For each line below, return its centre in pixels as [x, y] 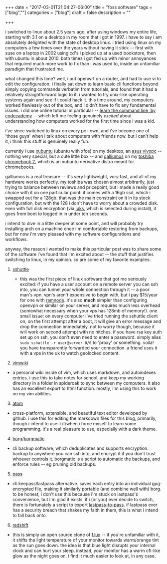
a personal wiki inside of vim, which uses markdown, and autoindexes [84, 372]
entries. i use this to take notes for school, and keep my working [78, 378]
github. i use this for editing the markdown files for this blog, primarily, [84, 418]
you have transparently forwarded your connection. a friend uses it [88, 348]
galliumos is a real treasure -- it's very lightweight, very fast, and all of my [81, 176]
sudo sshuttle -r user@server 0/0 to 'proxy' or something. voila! [87, 342]
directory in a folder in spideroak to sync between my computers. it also [86, 383]
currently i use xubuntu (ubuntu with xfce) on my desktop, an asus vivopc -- [83, 151]
